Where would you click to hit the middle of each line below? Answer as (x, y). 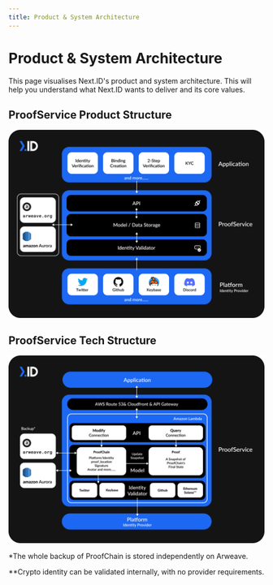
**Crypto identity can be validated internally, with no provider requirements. (136, 572)
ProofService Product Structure (90, 115)
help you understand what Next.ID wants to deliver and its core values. (127, 89)
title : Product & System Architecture (74, 17)
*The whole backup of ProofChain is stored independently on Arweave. (128, 557)
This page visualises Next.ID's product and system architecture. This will (130, 80)
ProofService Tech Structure (82, 340)
